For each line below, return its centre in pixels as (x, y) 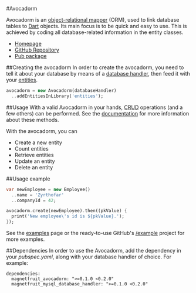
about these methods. (33, 120)
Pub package (31, 56)
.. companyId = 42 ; (34, 200)
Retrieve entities (34, 155)
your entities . (22, 80)
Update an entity (35, 161)
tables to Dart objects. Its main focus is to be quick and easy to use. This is (97, 26)
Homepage (28, 44)
